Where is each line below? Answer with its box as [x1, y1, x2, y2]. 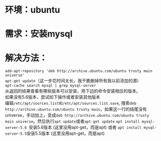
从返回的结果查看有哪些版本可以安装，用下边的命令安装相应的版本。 [5, 88, 141, 94]
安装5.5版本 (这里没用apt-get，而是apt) [26, 130, 105, 136]
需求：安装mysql [5, 29, 73, 39]
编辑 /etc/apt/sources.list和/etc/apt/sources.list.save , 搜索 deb [5, 100, 136, 106]
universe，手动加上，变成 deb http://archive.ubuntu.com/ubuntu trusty [5, 112, 149, 118]
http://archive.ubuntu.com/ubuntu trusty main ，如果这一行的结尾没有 [5, 106, 147, 112]
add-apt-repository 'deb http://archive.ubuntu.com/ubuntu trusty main [5, 69, 152, 74]
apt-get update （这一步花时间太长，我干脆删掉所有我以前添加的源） [5, 78, 142, 84]
